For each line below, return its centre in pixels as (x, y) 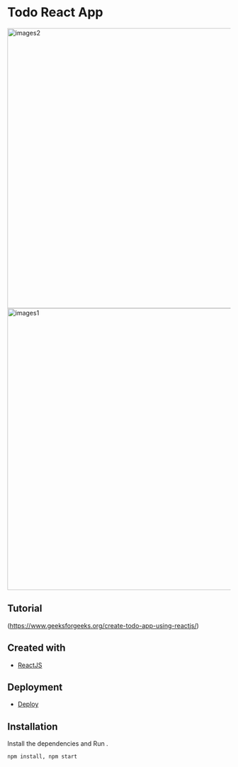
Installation (33, 726)
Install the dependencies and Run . (58, 744)
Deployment (35, 687)
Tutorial (25, 609)
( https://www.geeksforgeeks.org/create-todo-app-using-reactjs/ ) (103, 625)
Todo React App (55, 12)
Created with (36, 648)
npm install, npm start (42, 757)
